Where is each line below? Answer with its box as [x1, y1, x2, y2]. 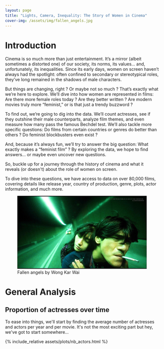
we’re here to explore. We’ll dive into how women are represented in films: [5, 91, 154, 97]
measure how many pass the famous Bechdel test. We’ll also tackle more [5, 122, 152, 127]
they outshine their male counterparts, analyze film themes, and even [5, 116, 144, 122]
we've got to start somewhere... [5, 329, 69, 335]
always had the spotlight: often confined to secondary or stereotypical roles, [5, 71, 159, 78]
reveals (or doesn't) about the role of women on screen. [5, 166, 118, 172]
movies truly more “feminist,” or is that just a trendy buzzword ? [5, 102, 133, 107]
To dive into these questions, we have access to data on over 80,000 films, [5, 176, 156, 182]
